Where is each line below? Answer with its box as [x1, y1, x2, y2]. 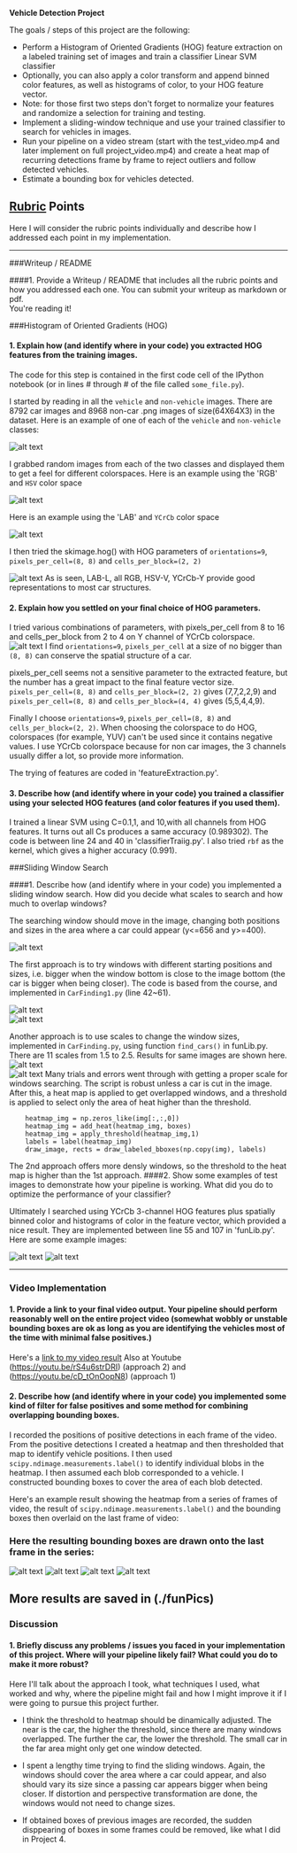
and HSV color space [9, 477, 82, 488]
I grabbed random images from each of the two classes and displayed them [9, 459, 286, 469]
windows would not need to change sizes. [21, 1797, 176, 1808]
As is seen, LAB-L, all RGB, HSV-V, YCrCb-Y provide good [44, 573, 255, 584]
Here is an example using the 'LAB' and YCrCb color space [9, 512, 219, 523]
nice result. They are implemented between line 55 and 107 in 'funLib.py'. [9, 1225, 276, 1236]
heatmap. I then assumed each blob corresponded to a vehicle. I [9, 1467, 244, 1477]
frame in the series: [9, 1546, 95, 1558]
